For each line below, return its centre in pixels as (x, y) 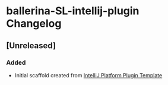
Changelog (34, 23)
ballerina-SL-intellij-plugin (73, 11)
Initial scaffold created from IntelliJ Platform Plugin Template (88, 75)
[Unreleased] (31, 45)
